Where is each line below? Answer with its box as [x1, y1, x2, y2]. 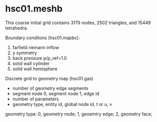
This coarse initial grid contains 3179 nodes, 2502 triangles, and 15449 [5, 20, 151, 26]
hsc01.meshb [5, 3, 62, 15]
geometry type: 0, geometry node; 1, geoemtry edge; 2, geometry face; [5, 111, 152, 117]
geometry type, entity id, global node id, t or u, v [12, 101, 112, 107]
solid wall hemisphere [12, 66, 57, 72]
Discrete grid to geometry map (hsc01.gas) [5, 75, 93, 81]
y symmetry [12, 50, 37, 56]
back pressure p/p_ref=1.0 [12, 55, 67, 61]
